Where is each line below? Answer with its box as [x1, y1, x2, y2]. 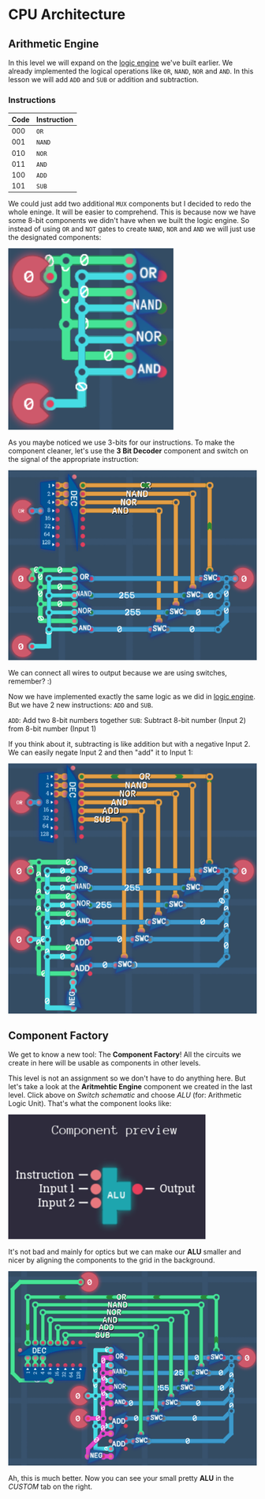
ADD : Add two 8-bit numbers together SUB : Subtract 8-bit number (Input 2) [8, 716, 247, 725]
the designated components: [8, 232, 102, 242]
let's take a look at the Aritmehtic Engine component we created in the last [8, 1082, 253, 1092]
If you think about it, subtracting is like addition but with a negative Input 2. [8, 740, 251, 749]
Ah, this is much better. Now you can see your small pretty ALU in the [8, 1473, 234, 1482]
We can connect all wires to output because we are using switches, [8, 668, 227, 678]
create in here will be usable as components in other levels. [8, 1058, 201, 1068]
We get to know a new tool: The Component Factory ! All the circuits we [8, 1050, 242, 1059]
